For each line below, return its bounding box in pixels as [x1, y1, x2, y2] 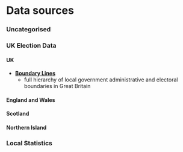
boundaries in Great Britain [23, 83, 91, 90]
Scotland [6, 110, 29, 118]
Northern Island [6, 124, 47, 131]
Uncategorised [6, 25, 51, 34]
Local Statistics [6, 139, 52, 147]
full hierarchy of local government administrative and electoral [23, 76, 178, 83]
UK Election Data [6, 42, 57, 50]
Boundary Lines [14, 70, 56, 77]
